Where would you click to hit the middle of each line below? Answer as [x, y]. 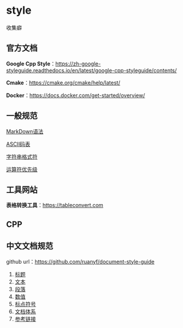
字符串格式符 [22, 157]
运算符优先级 [22, 169]
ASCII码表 [18, 144]
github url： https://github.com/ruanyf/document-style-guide [80, 261]
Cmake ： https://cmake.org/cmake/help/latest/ [63, 82]
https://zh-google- [78, 64]
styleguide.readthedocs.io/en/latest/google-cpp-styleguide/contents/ [91, 70]
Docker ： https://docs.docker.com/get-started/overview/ [76, 95]
